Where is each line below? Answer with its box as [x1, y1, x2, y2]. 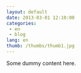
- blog [9, 32, 26, 38]
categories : [6, 20, 37, 26]
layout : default [6, 9, 48, 15]
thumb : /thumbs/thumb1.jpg [6, 43, 75, 49]
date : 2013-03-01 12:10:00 [6, 15, 75, 21]
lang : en [6, 37, 29, 43]
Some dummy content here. [6, 59, 76, 67]
